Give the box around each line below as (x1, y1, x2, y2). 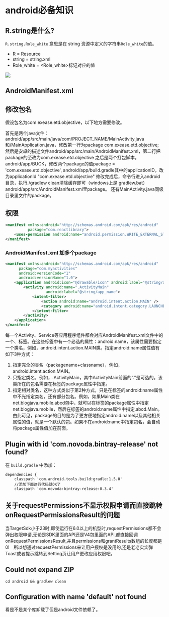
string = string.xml (12, 56, 51, 62)
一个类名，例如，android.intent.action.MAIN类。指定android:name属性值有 (5, 345, 160, 351)
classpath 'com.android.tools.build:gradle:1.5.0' (14, 476, 123, 481)
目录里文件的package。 (5, 193, 54, 199)
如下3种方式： (5, 351, 35, 357)
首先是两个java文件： (5, 130, 49, 137)
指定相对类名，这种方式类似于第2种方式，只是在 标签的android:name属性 (12, 387, 163, 393)
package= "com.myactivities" (18, 266, 78, 271)
